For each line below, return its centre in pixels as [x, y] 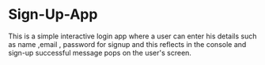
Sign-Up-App [53, 14]
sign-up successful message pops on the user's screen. [100, 52]
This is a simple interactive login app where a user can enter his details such [132, 36]
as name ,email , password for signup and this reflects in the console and [127, 44]
